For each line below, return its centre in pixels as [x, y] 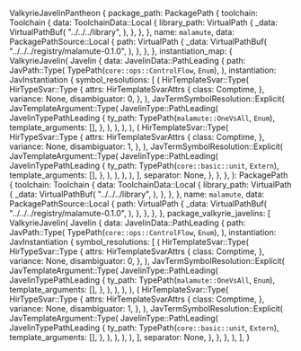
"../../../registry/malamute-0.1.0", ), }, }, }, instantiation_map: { [121, 51]
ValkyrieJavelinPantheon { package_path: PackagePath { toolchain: [133, 13]
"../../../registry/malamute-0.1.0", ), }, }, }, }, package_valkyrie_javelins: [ [140, 213]
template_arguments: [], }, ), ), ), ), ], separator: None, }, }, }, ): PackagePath [149, 175]
